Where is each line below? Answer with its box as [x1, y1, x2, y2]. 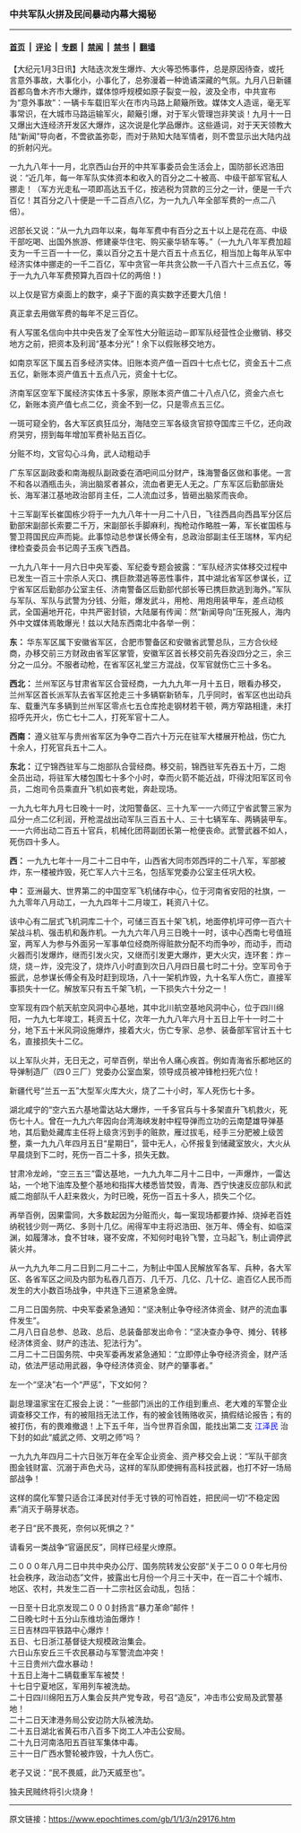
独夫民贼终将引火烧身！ [9, 1785, 96, 1796]
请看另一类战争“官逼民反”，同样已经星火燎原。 [9, 1541, 182, 1552]
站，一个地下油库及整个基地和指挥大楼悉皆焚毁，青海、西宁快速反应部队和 [9, 1179, 284, 1190]
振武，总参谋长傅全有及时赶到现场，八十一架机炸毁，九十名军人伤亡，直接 [9, 972, 284, 982]
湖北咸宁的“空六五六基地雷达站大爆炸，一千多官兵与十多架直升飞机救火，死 [9, 1104, 288, 1114]
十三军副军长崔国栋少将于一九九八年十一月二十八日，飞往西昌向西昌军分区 [9, 509, 284, 519]
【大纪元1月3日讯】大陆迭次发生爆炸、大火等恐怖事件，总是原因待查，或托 [9, 63, 285, 74]
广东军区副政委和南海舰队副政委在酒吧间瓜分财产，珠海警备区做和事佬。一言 [9, 467, 292, 477]
